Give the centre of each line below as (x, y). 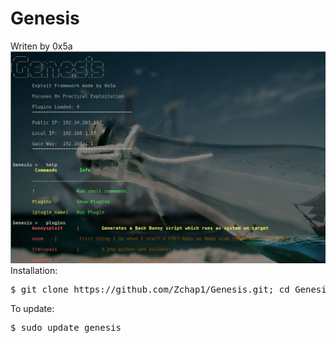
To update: (32, 309)
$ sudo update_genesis (66, 328)
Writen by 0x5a (41, 46)
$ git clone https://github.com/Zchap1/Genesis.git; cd (150, 290)
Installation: (34, 271)
